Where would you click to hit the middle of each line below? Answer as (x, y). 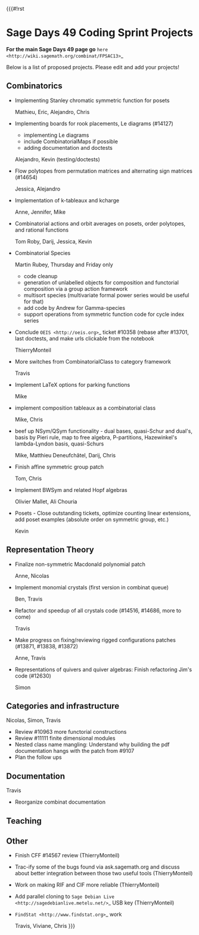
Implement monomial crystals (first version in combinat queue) (91, 587)
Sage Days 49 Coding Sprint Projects (100, 33)
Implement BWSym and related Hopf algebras (71, 490)
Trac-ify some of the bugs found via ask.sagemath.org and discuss (97, 867)
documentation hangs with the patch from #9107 (74, 751)
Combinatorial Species (43, 253)
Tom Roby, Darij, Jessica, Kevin (53, 241)
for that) (34, 302)
